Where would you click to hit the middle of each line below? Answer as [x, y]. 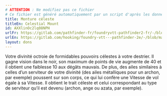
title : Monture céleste [30, 19]
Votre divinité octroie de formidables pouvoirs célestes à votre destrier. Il [80, 56]
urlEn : [12, 38]
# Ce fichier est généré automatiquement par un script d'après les [78, 14]
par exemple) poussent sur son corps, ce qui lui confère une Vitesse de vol [82, 77]
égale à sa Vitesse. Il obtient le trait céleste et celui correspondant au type [81, 83]
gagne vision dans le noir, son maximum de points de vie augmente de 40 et [83, 61]
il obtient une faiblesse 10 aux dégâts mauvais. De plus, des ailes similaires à [83, 67]
